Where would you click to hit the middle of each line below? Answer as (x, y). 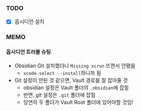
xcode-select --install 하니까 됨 (62, 73)
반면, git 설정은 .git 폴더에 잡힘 (59, 95)
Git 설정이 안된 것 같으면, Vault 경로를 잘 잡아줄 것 (71, 81)
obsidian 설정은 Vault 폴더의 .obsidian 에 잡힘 (76, 88)
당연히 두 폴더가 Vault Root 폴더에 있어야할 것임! (78, 102)
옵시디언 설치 (29, 22)
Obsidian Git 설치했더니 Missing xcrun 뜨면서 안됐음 (75, 66)
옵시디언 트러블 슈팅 (29, 51)
